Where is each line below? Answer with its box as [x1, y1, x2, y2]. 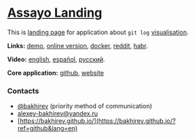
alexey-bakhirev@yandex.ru [17, 110, 98, 118]
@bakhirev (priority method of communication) [17, 102, 153, 110]
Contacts [7, 86, 40, 96]
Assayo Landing [7, 5, 102, 21]
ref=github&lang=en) [17, 124, 78, 133]
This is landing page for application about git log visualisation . [7, 28, 189, 36]
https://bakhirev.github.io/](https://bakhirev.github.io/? [19, 117, 176, 125]
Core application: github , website [7, 68, 104, 77]
